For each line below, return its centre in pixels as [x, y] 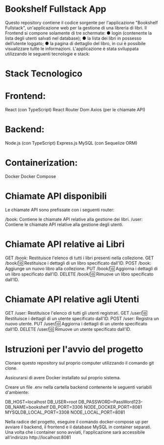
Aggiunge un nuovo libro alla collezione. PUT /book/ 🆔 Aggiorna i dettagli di [82, 269]
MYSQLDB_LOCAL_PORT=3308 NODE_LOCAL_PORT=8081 [65, 412]
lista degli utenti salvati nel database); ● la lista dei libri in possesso [73, 38]
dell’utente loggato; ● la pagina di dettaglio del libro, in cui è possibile [75, 43]
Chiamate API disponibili [56, 196]
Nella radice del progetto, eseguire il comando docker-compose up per [77, 421]
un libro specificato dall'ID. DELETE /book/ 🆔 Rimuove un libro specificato [79, 274]
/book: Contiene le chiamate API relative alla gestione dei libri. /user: [74, 219]
